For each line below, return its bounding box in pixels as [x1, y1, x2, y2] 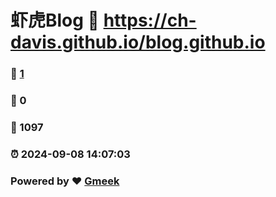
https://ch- [103, 9, 197, 32]
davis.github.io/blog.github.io [10, 31, 266, 54]
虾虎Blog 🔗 [10, 9, 100, 32]
